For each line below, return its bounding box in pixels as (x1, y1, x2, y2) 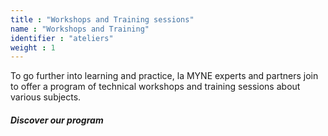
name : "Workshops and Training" (10, 24, 150, 34)
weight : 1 (10, 42, 56, 53)
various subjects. (10, 91, 82, 103)
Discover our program (10, 114, 104, 126)
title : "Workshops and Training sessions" (10, 14, 195, 25)
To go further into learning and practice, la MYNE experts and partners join (10, 70, 319, 82)
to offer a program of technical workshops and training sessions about (10, 81, 301, 93)
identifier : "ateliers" (10, 33, 114, 43)
